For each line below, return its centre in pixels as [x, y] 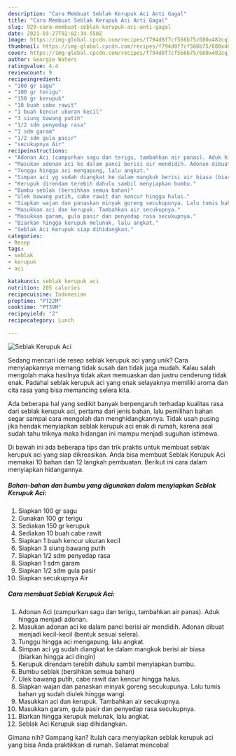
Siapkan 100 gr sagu [48, 511]
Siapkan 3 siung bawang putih [62, 548]
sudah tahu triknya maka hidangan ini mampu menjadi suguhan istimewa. [113, 434]
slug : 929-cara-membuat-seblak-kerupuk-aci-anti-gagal [90, 27]
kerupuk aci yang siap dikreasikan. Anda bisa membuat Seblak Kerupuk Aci [117, 455]
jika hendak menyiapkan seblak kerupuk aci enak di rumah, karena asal [110, 426]
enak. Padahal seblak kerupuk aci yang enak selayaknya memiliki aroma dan [118, 382]
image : [18, 40]
